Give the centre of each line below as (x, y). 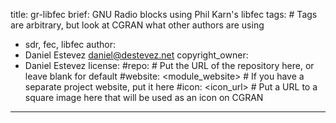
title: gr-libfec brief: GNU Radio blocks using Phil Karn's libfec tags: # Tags (164, 14)
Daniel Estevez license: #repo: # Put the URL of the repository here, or (169, 65)
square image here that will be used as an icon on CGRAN (144, 97)
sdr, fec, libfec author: (70, 44)
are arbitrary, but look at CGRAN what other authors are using (137, 25)
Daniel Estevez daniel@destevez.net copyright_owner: (136, 55)
